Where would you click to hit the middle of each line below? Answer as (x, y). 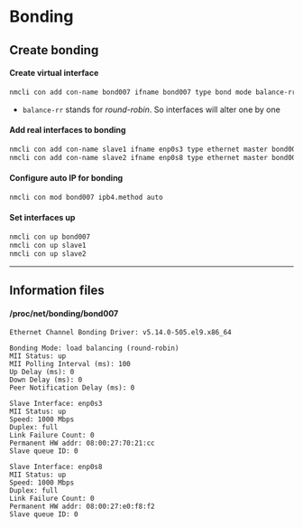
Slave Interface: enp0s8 (56, 467)
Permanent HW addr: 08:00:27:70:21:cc (82, 443)
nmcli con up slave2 (48, 254)
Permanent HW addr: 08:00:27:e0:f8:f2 (82, 507)
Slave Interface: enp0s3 (56, 404)
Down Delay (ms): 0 (46, 380)
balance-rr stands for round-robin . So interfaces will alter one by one (151, 109)
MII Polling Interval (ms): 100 (70, 364)
